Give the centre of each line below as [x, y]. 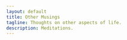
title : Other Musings [33, 17]
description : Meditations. [40, 28]
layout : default [26, 11]
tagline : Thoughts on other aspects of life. [64, 22]
